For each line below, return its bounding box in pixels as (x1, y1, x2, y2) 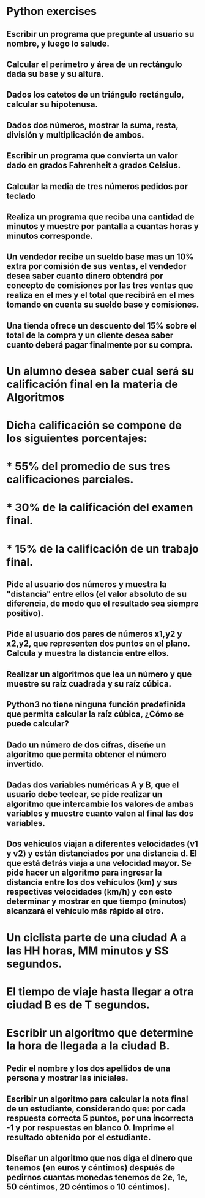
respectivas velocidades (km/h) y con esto (6, 887, 173, 897)
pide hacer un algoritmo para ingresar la (6, 868, 162, 878)
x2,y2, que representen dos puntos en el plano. (6, 639, 190, 649)
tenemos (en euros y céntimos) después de (6, 1162, 176, 1173)
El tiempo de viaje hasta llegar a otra (6, 984, 194, 998)
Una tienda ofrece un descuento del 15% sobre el (6, 321, 198, 331)
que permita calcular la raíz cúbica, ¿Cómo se (6, 709, 184, 720)
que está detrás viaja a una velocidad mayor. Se (6, 858, 192, 868)
